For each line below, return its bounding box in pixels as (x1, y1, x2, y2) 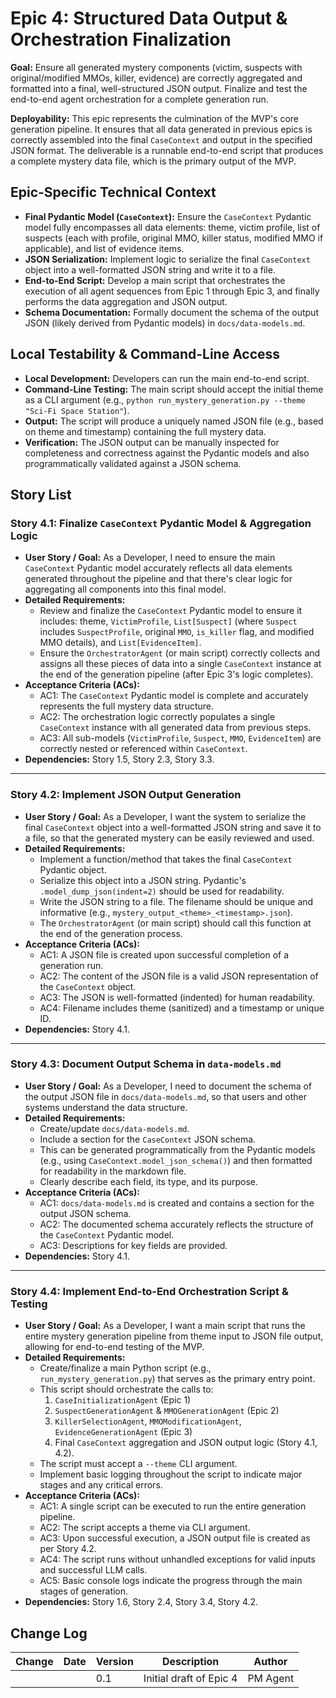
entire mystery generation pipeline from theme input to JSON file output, (24, 1330, 324, 1342)
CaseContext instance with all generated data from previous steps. (39, 722, 312, 734)
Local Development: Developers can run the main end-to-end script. (24, 372, 310, 384)
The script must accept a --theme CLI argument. (39, 1458, 238, 1470)
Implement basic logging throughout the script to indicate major (39, 1468, 303, 1481)
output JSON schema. (39, 1207, 132, 1219)
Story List (10, 486, 72, 503)
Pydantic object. (39, 863, 107, 876)
